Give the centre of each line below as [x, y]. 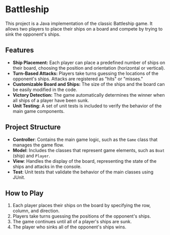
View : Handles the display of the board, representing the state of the [84, 161]
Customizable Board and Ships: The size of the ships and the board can [89, 84]
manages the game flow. [38, 145]
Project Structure [33, 127]
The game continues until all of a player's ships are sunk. [72, 222]
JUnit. [19, 177]
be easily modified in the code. [45, 90]
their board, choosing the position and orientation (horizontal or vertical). [89, 68]
